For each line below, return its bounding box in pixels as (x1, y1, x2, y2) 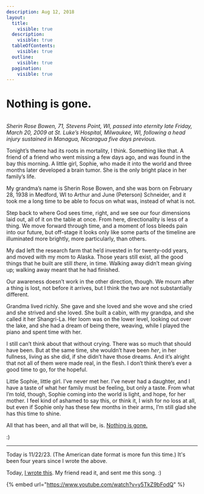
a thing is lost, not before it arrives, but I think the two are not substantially (6, 285, 192, 292)
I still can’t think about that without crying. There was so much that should (6, 340, 191, 348)
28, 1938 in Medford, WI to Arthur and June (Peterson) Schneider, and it (6, 191, 186, 198)
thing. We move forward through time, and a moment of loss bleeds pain (6, 222, 188, 229)
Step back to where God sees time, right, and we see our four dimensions (6, 209, 191, 217)
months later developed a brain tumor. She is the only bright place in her (6, 166, 187, 174)
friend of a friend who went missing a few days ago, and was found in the (6, 154, 191, 161)
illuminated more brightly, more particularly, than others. (6, 235, 147, 243)
